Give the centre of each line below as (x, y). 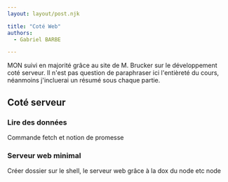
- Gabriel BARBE (37, 39)
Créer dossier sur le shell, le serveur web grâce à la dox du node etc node (114, 171)
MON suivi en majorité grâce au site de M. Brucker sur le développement (112, 65)
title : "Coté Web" (34, 26)
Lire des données (38, 122)
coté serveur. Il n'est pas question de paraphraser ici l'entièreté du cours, (113, 73)
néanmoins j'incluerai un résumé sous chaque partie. (84, 80)
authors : (20, 33)
